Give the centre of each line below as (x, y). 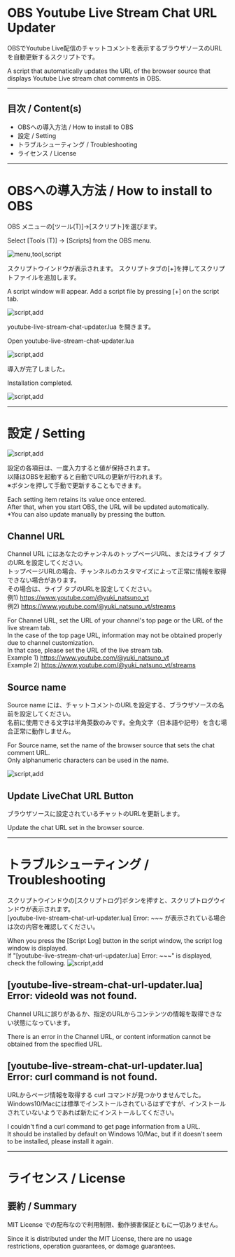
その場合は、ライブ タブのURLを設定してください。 (81, 589)
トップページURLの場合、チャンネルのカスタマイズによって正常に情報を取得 (117, 571)
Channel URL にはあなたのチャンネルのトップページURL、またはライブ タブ (116, 554)
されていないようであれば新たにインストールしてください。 (93, 1112)
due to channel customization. (51, 643)
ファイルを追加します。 (47, 277)
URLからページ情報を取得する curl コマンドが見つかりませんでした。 (106, 1094)
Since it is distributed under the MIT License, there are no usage (100, 1238)
